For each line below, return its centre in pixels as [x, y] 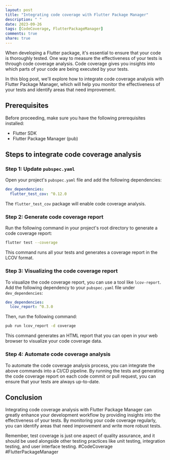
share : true [18, 39]
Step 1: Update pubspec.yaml [40, 169]
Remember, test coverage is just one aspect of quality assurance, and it [80, 436]
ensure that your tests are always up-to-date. [53, 381]
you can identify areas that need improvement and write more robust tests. [83, 426]
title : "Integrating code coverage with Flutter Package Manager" [77, 15]
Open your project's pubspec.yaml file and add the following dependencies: [83, 180]
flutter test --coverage [31, 243]
